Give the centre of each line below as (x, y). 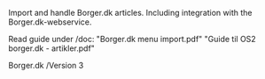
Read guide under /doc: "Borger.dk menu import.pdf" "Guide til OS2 (132, 39)
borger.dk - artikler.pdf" (51, 48)
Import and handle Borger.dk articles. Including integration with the (130, 13)
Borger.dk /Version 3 (46, 65)
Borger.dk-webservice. (50, 22)
